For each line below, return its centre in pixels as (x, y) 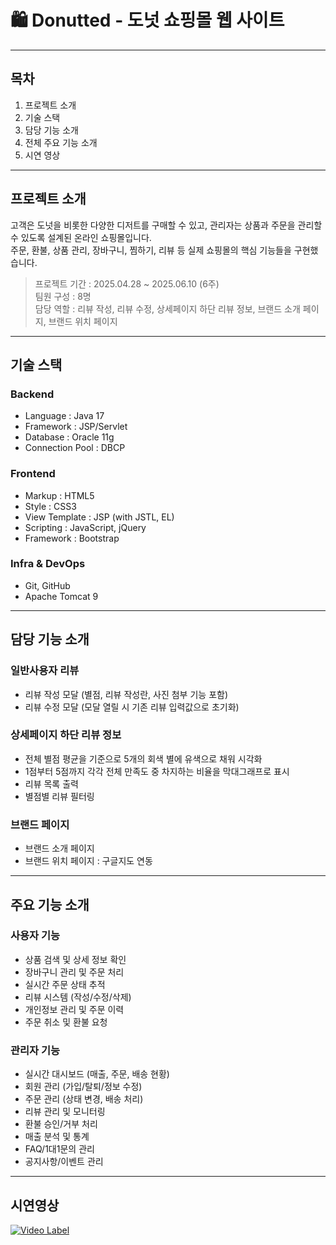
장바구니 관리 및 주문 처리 (74, 972)
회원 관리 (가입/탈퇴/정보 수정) (83, 1087)
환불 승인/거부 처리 (61, 1124)
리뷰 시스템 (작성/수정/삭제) (78, 997)
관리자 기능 (35, 1050)
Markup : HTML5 (59, 495)
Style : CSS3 (50, 506)
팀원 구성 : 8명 (63, 296)
